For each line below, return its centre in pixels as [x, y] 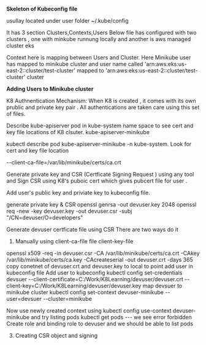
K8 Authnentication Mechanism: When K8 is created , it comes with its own [101, 101]
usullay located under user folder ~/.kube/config [67, 21]
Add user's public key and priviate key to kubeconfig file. [78, 193]
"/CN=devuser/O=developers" [45, 218]
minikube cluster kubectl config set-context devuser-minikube [85, 292]
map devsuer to [162, 286]
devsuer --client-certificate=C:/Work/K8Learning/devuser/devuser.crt [95, 279]
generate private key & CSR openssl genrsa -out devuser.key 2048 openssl [101, 204]
